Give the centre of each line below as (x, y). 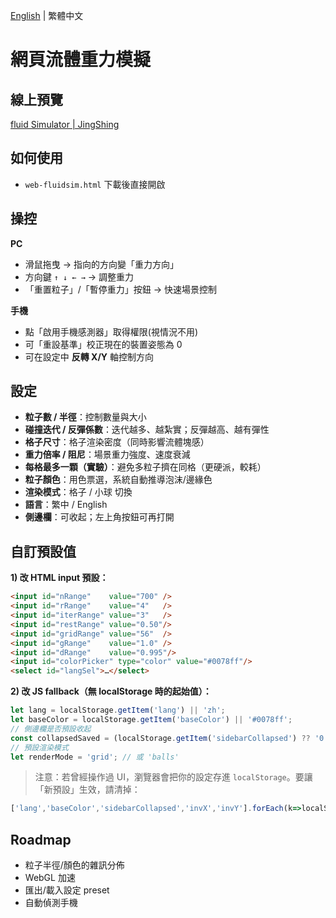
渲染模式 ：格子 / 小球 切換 (78, 492)
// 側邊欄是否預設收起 (51, 729)
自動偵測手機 (51, 903)
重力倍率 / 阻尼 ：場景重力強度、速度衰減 (107, 455)
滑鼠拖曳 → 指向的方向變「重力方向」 (102, 264)
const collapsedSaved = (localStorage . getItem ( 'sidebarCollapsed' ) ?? (160, 738)
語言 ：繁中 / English (66, 505)
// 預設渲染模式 (39, 747)
